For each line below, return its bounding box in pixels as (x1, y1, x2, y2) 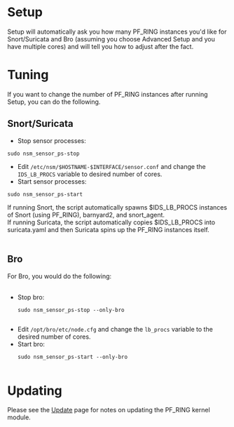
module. (7, 413, 32, 421)
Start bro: (17, 339, 46, 348)
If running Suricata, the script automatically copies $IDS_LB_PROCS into (7, 218, 216, 226)
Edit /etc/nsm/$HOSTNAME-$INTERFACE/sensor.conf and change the (17, 162, 206, 170)
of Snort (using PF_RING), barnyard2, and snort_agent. (7, 210, 165, 219)
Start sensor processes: (17, 177, 87, 186)
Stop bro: (17, 292, 45, 301)
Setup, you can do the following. (7, 97, 101, 106)
